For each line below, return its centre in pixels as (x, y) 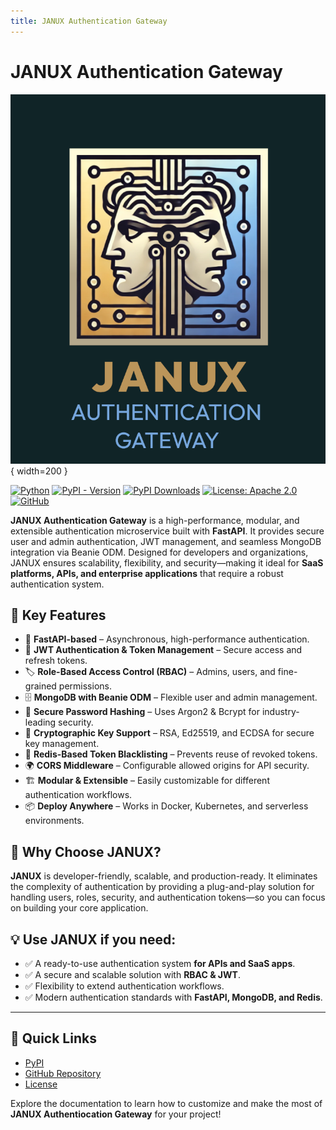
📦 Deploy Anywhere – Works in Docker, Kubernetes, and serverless (166, 806)
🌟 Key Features (58, 615)
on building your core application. (79, 908)
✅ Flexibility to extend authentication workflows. (124, 986)
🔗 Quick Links (53, 1038)
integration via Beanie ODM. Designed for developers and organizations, (159, 552)
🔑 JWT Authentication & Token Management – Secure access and (163, 650)
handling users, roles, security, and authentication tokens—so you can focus (168, 897)
